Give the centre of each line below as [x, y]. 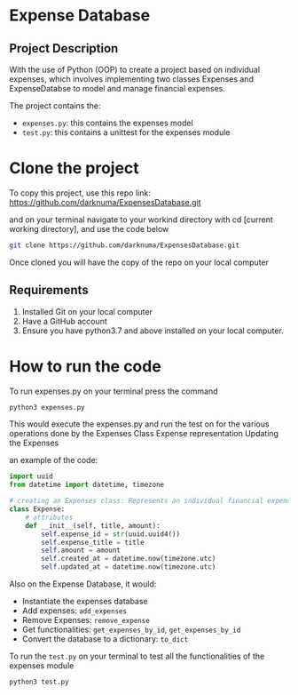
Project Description [64, 48]
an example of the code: [54, 460]
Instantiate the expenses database [85, 602]
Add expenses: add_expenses [74, 611]
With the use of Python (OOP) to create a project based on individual [134, 69]
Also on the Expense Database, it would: [83, 584]
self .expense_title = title [93, 542]
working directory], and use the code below [89, 228]
